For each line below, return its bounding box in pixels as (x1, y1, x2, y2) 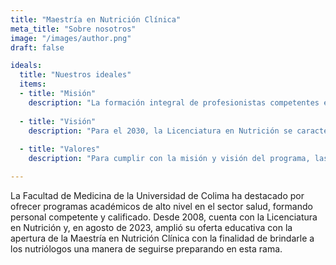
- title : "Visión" (19, 116, 97, 126)
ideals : (10, 61, 43, 71)
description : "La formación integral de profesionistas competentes (28, 97, 320, 108)
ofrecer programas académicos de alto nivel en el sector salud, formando (10, 200, 313, 212)
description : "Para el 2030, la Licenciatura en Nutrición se (28, 126, 293, 136)
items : (19, 79, 47, 90)
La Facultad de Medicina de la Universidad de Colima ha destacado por (10, 189, 305, 201)
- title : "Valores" (19, 144, 101, 155)
